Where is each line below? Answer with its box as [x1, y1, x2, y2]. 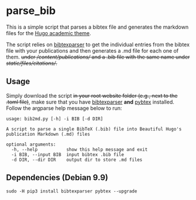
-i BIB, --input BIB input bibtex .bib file [11, 151, 125, 157]
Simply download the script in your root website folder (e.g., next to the [6, 92, 178, 99]
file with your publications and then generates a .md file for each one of [6, 47, 179, 54]
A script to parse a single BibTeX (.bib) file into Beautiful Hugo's [6, 126, 182, 132]
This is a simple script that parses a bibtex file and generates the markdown [6, 23, 189, 30]
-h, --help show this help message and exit [11, 146, 148, 153]
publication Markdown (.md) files [6, 131, 91, 137]
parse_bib [6, 4, 56, 18]
